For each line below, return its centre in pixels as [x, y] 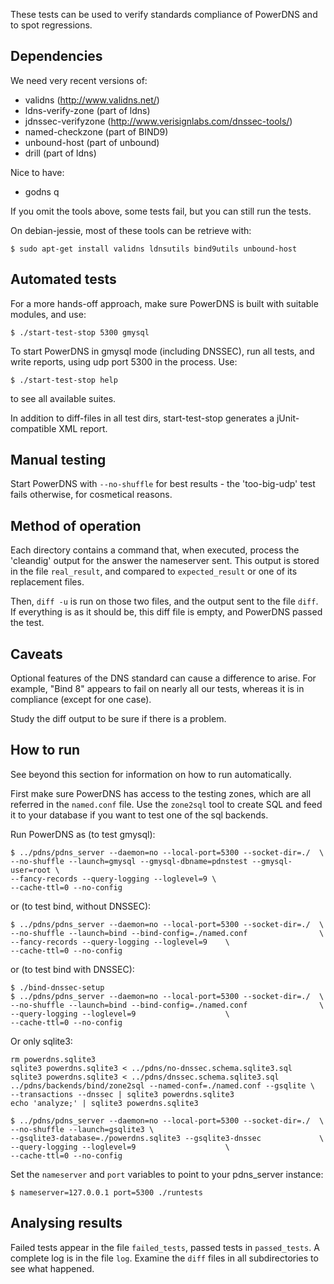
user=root [31, 870]
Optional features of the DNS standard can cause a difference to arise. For [163, 678]
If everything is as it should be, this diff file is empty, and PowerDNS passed [166, 612]
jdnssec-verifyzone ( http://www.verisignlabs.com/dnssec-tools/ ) [158, 121]
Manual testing [58, 460]
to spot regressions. [51, 25]
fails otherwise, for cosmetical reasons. [91, 495]
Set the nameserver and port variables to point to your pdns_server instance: [167, 1174]
